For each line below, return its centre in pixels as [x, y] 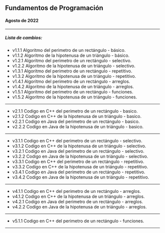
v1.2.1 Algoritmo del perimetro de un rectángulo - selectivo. [72, 60]
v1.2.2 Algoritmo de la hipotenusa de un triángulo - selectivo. [74, 66]
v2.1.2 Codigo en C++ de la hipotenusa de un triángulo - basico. [77, 116]
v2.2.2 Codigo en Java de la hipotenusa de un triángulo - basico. [78, 126]
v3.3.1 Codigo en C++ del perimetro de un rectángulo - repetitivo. [78, 162]
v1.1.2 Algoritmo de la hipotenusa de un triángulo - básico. [71, 55]
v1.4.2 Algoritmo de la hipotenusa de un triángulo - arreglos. [73, 86]
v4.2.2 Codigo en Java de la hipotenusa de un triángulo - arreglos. [80, 207]
